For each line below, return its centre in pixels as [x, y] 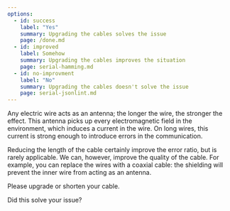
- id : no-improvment [44, 73]
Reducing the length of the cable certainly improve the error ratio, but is [112, 150]
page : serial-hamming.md [57, 67]
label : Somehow [43, 54]
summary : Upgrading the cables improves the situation [103, 60]
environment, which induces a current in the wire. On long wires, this [108, 129]
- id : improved [36, 47]
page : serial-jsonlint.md [59, 93]
